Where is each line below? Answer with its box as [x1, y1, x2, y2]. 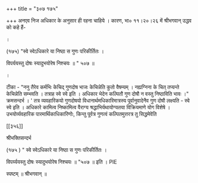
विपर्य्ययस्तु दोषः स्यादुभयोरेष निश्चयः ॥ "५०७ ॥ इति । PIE [6, 158, 118, 165]
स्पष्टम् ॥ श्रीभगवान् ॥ [6, 170, 47, 177]
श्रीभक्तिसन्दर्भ [6, 135, 32, 141]
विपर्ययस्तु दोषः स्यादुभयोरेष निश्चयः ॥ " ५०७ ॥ [6, 60, 95, 66]
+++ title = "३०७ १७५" [6, 5, 59, 12]
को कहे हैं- [6, 24, 26, 30]
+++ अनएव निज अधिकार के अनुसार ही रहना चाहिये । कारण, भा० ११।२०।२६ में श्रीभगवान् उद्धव [6, 17, 192, 24]
